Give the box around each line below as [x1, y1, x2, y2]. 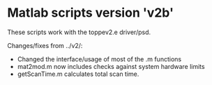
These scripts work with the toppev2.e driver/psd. [7, 28, 151, 36]
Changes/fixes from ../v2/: [7, 41, 83, 49]
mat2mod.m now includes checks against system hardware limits [17, 62, 205, 70]
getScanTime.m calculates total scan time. [17, 70, 139, 78]
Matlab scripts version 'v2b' [7, 5, 174, 21]
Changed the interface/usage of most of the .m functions [17, 54, 182, 63]
